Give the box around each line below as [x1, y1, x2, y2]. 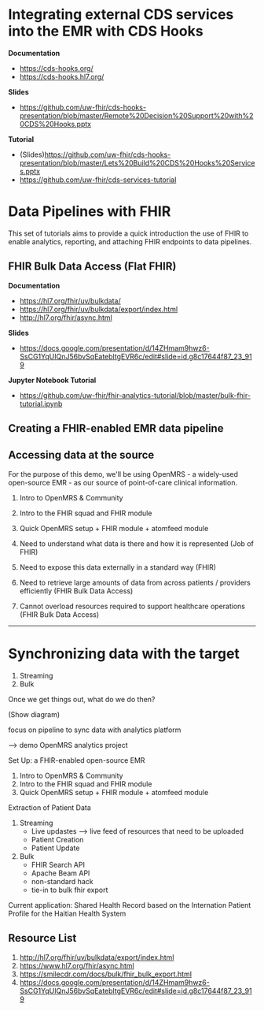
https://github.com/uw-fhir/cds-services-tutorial [19, 175, 177, 184]
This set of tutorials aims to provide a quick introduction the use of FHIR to [8, 229, 249, 238]
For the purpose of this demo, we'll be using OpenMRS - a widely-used [8, 469, 238, 478]
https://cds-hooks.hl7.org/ [19, 72, 104, 81]
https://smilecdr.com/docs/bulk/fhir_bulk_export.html [19, 969, 192, 979]
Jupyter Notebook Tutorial [8, 375, 97, 385]
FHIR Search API [31, 860, 85, 869]
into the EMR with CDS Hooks [8, 22, 203, 40]
